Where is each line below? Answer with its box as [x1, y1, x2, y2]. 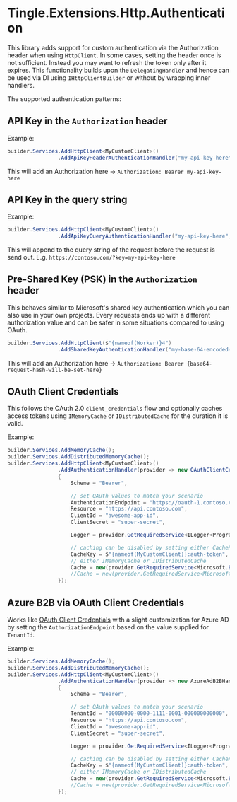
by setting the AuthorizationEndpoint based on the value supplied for [7, 623, 209, 631]
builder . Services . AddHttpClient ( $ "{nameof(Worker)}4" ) [7, 339, 172, 347]
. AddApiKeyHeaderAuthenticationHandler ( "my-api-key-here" [57, 154, 232, 161]
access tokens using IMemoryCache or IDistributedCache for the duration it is [7, 412, 229, 420]
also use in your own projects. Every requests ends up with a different [7, 310, 210, 319]
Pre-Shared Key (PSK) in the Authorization [7, 274, 197, 286]
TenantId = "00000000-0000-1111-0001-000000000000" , [70, 710, 229, 717]
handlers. [7, 81, 35, 89]
